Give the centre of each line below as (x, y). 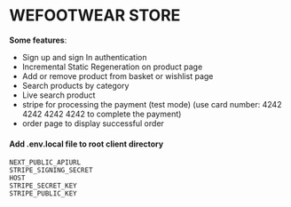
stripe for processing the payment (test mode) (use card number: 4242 (152, 104)
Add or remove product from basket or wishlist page (118, 76)
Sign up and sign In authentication (84, 57)
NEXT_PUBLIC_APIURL (45, 163)
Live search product (59, 95)
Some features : (38, 40)
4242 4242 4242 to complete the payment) (102, 114)
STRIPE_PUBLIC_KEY (43, 194)
